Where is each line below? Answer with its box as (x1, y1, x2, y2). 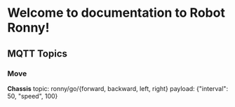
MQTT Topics (7, 48, 68, 59)
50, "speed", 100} (7, 92, 58, 100)
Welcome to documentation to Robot (7, 5, 226, 21)
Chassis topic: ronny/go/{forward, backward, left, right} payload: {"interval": (7, 84, 229, 92)
